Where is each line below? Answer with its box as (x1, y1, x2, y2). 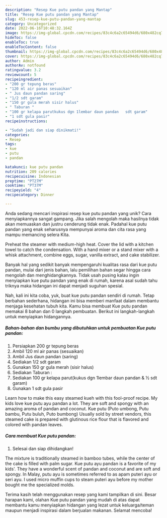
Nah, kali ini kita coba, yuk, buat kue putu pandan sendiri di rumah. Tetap (5, 292, 155, 298)
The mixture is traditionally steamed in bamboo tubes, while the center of (5, 455, 155, 461)
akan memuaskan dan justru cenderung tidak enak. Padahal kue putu (5, 221, 147, 227)
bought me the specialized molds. (5, 482, 75, 488)
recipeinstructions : (5, 118, 48, 124)
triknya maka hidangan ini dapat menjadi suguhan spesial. (5, 282, 124, 288)
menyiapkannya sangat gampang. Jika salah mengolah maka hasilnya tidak (5, 216, 159, 222)
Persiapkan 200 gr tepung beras (12, 343, 79, 349)
